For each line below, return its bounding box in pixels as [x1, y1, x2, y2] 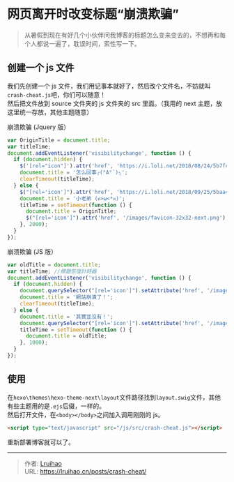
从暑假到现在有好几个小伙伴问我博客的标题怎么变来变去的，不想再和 [24, 31, 220, 39]
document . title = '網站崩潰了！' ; [19, 294, 114, 301]
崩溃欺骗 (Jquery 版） [7, 123, 70, 131]
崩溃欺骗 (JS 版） [7, 247, 57, 255]
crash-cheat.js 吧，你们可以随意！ [7, 90, 107, 98]
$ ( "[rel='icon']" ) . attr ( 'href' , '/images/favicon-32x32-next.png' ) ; [25, 214, 229, 222]
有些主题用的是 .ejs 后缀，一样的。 [7, 402, 106, 410]
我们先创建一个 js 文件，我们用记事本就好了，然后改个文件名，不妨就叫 [7, 82, 211, 90]
